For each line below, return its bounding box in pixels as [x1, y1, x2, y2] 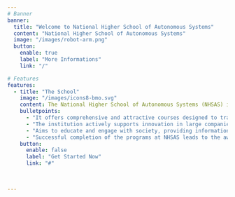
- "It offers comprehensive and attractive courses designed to [25, 114, 218, 121]
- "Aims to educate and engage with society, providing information [25, 127, 230, 134]
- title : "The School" [13, 88, 80, 95]
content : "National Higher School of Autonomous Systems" [13, 29, 187, 37]
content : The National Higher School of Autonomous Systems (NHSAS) [20, 101, 224, 109]
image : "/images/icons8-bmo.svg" [20, 95, 117, 102]
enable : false [25, 147, 68, 154]
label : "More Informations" [20, 56, 101, 63]
